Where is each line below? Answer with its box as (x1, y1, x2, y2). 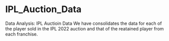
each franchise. (5, 31, 38, 37)
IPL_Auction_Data (5, 4, 82, 15)
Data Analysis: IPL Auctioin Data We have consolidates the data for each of (5, 20, 162, 26)
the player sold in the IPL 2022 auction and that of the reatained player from (5, 25, 164, 31)
